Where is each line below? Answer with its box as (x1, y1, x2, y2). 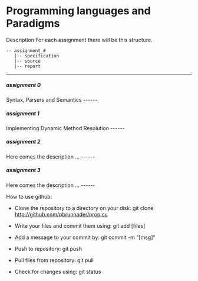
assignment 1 (6, 109, 40, 117)
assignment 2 (6, 138, 41, 146)
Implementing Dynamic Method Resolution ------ (6, 124, 125, 131)
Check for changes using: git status (14, 268, 101, 275)
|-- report (14, 63, 41, 69)
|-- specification (14, 53, 60, 59)
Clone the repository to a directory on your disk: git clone (14, 204, 154, 211)
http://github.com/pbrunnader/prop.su (14, 211, 108, 218)
